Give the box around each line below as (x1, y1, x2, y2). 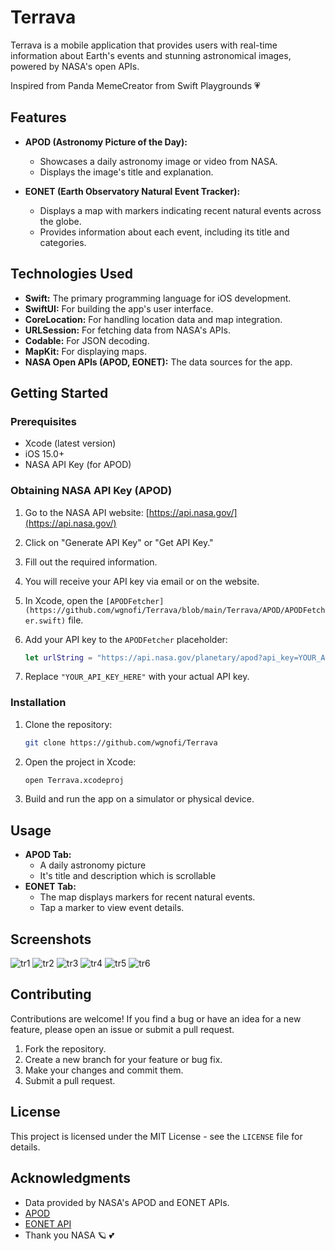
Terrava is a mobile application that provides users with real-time (10, 39, 278, 51)
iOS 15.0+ (24, 448, 65, 460)
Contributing (10, 986, 92, 1003)
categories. (39, 236, 87, 248)
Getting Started (10, 384, 109, 401)
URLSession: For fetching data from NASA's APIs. (24, 324, 231, 336)
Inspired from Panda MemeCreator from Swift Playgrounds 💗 (10, 79, 261, 91)
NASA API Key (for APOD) (24, 459, 132, 471)
